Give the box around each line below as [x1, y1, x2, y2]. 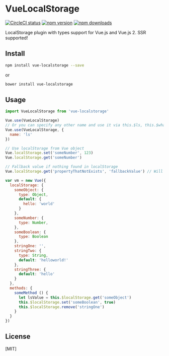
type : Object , [18, 192, 49, 197]
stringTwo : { [14, 248, 42, 253]
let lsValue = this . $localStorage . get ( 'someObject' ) [18, 295, 132, 300]
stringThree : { [14, 267, 46, 272]
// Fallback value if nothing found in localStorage [5, 164, 118, 169]
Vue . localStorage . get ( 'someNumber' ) [5, 155, 82, 160]
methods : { [10, 286, 33, 291]
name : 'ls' [10, 132, 33, 137]
